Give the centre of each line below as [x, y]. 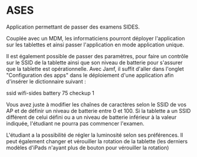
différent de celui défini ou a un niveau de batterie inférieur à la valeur [91, 117]
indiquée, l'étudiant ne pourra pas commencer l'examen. [75, 123]
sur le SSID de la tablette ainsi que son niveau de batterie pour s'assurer [94, 62]
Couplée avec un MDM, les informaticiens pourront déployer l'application [96, 38]
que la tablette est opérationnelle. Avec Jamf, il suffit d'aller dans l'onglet [95, 68]
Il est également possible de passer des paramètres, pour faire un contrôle [97, 56]
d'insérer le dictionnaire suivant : [46, 81]
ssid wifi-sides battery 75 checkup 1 [50, 93]
